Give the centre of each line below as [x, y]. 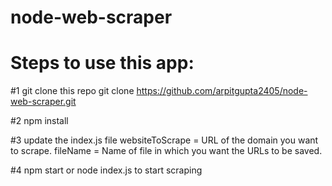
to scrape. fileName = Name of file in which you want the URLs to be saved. [166, 151]
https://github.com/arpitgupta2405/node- [222, 91]
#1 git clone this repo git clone [72, 91]
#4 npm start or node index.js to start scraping [106, 170]
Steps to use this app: [102, 63]
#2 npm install [39, 121]
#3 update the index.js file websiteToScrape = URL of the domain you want [164, 140]
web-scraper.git [43, 102]
